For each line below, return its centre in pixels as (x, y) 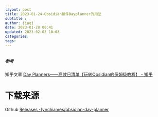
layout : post (18, 9)
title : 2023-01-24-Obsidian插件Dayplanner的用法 (53, 14)
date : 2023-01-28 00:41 (29, 28)
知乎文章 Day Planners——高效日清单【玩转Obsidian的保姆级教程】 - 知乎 (79, 74)
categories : (17, 37)
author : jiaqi (19, 23)
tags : (10, 41)
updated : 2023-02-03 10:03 (32, 32)
